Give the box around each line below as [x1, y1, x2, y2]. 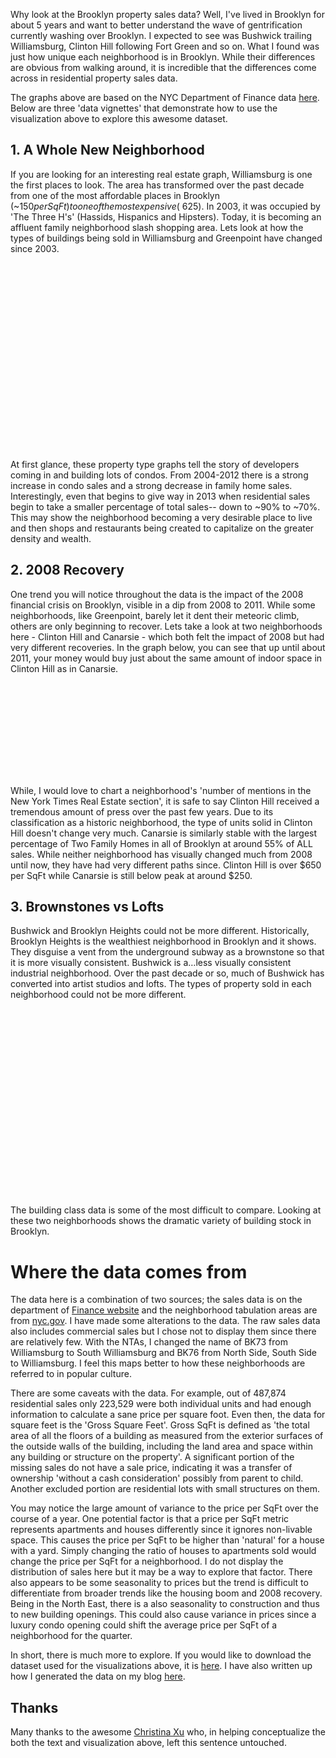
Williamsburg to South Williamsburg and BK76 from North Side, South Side [10, 1347, 318, 1359]
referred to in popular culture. [10, 1368, 132, 1380]
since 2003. [10, 242, 60, 254]
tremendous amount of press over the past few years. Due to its [10, 805, 274, 818]
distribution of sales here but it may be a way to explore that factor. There [10, 1566, 313, 1578]
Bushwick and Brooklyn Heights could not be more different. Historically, [10, 925, 310, 937]
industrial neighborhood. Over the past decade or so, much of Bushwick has [10, 967, 325, 979]
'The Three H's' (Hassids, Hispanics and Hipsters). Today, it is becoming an [10, 210, 322, 223]
